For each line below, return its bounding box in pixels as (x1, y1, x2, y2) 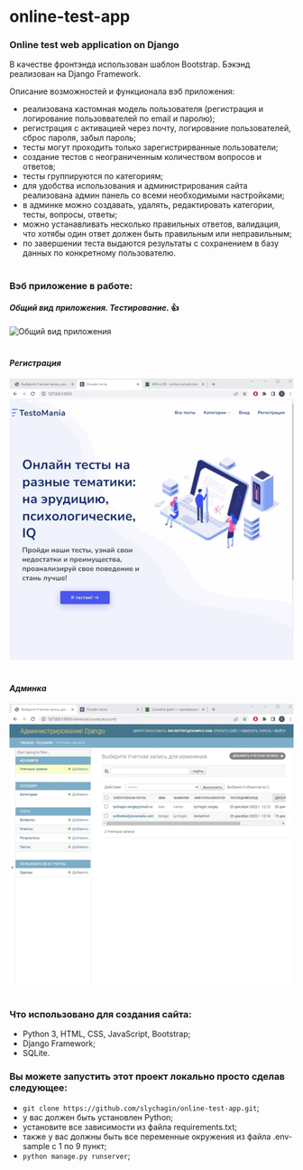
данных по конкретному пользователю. (22, 248, 177, 258)
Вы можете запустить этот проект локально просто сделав (9, 1071, 286, 1083)
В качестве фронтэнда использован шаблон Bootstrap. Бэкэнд (9, 59, 251, 70)
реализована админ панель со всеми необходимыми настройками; (22, 190, 285, 201)
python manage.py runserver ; (22, 1150, 131, 1161)
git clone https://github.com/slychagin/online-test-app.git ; (22, 1102, 260, 1113)
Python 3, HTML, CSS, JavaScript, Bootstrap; (22, 1028, 191, 1040)
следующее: (9, 1081, 68, 1094)
